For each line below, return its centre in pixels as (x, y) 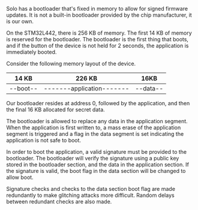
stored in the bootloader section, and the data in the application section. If (97, 165)
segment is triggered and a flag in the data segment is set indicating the (95, 134)
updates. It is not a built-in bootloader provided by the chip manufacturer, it (99, 15)
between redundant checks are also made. (59, 202)
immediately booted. (31, 52)
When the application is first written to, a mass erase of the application (94, 127)
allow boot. (20, 177)
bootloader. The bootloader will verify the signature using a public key (93, 158)
